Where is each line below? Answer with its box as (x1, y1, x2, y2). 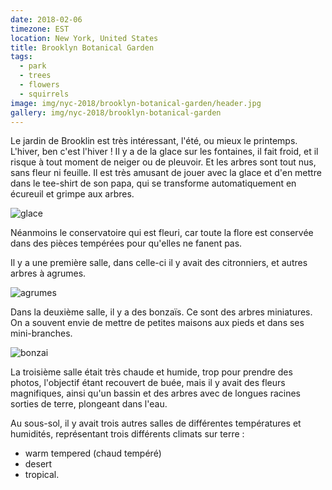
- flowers (19, 80, 60, 90)
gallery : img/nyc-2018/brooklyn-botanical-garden (10, 107, 222, 118)
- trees (19, 71, 52, 81)
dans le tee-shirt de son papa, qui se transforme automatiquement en (10, 177, 297, 190)
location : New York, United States (10, 33, 159, 43)
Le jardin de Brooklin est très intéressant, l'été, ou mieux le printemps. (10, 135, 298, 147)
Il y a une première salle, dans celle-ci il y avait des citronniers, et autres (10, 257, 308, 269)
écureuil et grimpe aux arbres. (10, 188, 135, 200)
